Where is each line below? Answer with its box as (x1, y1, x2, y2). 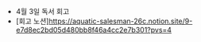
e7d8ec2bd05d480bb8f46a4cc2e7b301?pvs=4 (15, 26, 172, 34)
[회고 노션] (15, 16, 49, 26)
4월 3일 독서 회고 (15, 7, 70, 16)
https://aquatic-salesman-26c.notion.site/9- (48, 16, 193, 26)
